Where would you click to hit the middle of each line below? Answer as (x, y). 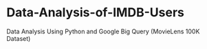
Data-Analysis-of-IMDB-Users (96, 13)
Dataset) (19, 38)
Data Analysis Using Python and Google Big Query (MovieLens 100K (103, 31)
